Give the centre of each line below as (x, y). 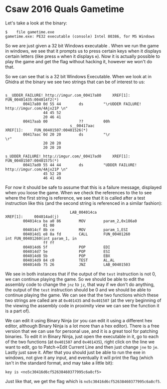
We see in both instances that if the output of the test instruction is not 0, (81, 274)
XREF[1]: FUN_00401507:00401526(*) (47, 130)
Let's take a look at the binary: (36, 23)
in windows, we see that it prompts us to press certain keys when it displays (83, 51)
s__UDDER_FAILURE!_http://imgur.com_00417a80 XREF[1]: (68, 95)
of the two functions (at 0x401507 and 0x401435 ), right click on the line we (80, 342)
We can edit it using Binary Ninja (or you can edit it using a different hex (79, 320)
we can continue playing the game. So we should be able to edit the (75, 279)
